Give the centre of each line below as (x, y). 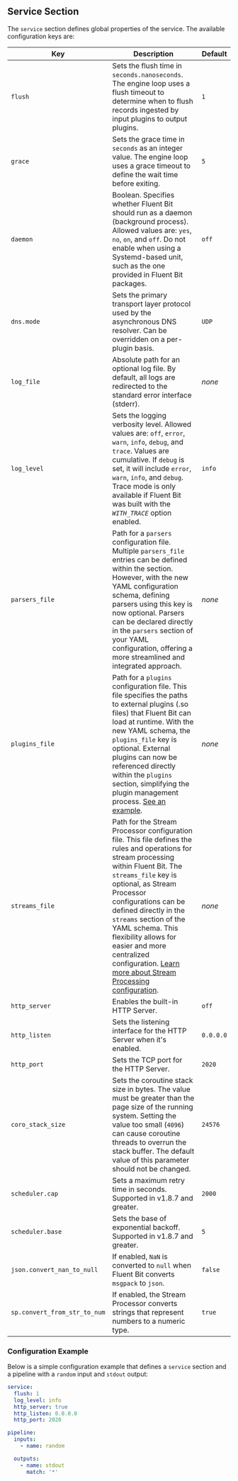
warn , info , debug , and (148, 442)
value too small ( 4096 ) (148, 1124)
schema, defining (141, 595)
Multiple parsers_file (148, 550)
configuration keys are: (41, 36)
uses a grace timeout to (152, 166)
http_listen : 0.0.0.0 (46, 1413)
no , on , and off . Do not (149, 239)
